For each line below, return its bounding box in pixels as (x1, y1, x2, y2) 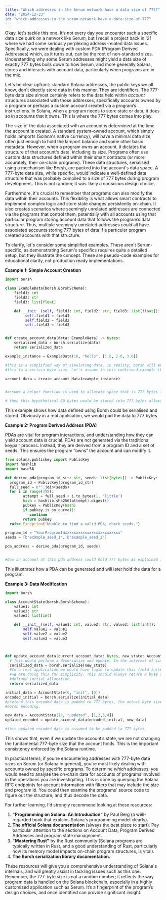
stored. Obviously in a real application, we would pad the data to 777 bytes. (5, 413, 159, 419)
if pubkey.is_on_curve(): (23, 507, 77, 512)
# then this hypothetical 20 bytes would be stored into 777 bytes (5, 399, 147, 403)
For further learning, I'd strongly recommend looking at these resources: (5, 802, 152, 807)
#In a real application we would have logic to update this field (9, 667, 149, 672)
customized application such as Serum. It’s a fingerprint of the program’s (5, 884, 153, 890)
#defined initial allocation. (9, 677, 72, 682)
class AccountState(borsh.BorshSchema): (5, 600, 90, 604)
